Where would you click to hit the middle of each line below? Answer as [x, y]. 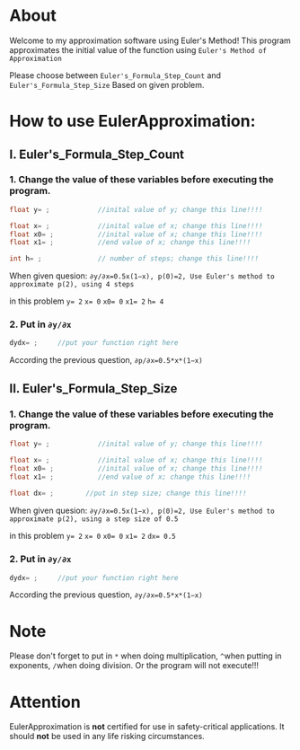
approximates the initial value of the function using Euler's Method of [138, 49]
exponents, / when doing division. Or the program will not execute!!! [134, 666]
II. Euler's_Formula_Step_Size [93, 388]
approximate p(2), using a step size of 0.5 [94, 519]
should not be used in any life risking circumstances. [107, 737]
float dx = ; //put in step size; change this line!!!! [128, 494]
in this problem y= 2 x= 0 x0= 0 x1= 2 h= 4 [87, 301]
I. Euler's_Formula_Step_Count [97, 154]
